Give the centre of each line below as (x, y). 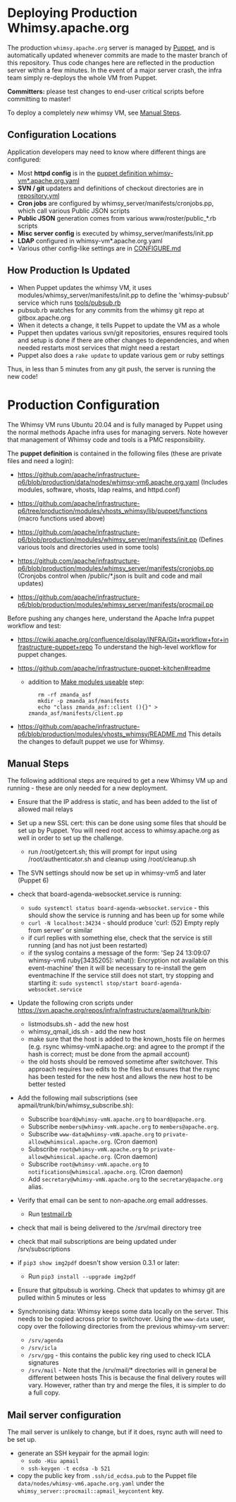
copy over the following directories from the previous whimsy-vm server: (123, 1327)
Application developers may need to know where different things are (107, 152)
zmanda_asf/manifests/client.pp (75, 713)
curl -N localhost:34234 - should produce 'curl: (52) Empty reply (124, 923)
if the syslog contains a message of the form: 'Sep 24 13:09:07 (119, 953)
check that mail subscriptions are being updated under (97, 1242)
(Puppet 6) (33, 880)
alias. (36, 1187)
